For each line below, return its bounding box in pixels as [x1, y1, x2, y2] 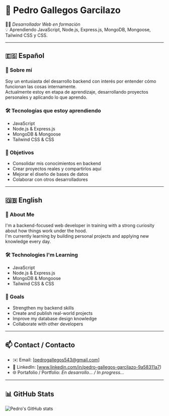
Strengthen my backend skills [12, 305, 74, 311]
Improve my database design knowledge [12, 315, 97, 321]
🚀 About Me [5, 211, 35, 218]
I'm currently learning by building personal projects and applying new [5, 233, 149, 239]
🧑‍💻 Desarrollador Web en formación [5, 21, 80, 27]
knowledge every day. [5, 238, 51, 244]
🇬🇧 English [5, 196, 43, 204]
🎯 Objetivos [5, 149, 34, 156]
